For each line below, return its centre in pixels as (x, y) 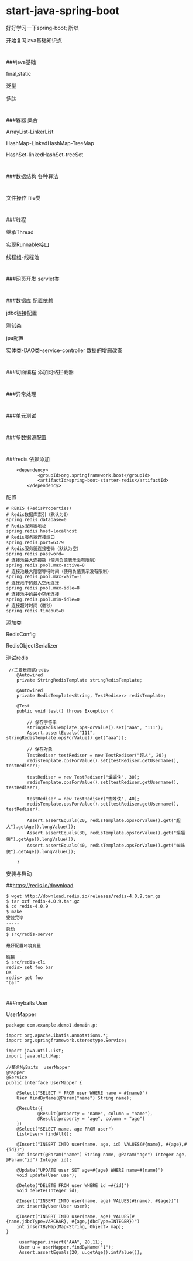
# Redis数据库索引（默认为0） (39, 515)
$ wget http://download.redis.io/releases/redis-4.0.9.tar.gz (83, 896)
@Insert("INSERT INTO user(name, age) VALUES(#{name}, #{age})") (98, 1201)
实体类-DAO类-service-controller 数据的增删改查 (64, 350)
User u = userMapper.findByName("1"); (66, 1247)
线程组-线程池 (23, 257)
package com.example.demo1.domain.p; (52, 1025)
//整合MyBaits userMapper (38, 1068)
